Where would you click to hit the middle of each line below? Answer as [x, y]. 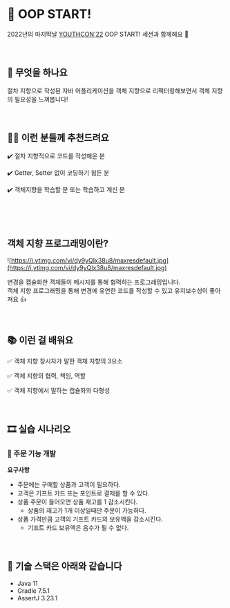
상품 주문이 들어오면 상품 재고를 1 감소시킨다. [77, 502]
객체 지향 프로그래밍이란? [58, 244]
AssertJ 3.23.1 [37, 598]
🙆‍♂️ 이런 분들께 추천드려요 [58, 138]
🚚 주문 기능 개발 [32, 453]
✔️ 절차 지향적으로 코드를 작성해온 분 [56, 155]
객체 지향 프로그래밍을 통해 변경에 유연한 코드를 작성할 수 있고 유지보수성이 [108, 291]
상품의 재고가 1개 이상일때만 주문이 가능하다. [87, 510]
